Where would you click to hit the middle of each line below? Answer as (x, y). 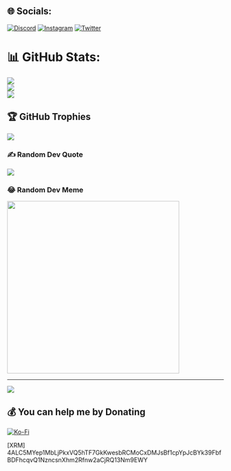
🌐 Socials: (30, 11)
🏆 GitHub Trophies (49, 117)
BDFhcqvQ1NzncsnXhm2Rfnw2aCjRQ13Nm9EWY (77, 460)
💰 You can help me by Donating (76, 412)
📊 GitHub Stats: (54, 57)
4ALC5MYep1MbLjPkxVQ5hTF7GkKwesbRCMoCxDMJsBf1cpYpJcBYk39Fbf (114, 452)
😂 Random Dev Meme (45, 190)
